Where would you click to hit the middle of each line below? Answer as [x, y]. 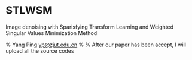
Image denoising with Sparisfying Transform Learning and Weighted [90, 27]
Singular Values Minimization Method [51, 33]
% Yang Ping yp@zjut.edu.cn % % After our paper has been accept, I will [96, 45]
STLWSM [29, 10]
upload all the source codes [40, 50]
